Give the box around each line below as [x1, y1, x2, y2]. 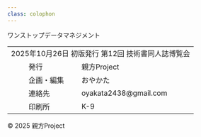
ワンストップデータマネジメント [7, 31, 100, 39]
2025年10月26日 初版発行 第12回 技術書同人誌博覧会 [11, 48, 190, 58]
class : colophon [7, 10, 55, 18]
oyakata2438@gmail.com [81, 88, 168, 98]
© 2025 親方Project [7, 121, 65, 130]
